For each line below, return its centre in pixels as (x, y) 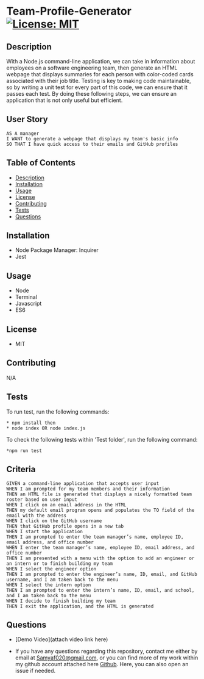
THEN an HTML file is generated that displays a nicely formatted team (99, 494)
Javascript (28, 304)
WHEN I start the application (45, 531)
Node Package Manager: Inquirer (57, 250)
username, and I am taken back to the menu (62, 580)
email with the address (37, 516)
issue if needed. (35, 671)
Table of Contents (41, 163)
